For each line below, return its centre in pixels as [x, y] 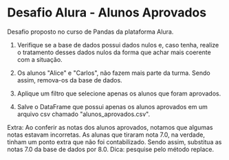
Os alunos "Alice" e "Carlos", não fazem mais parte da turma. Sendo [114, 73]
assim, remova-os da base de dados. [69, 80]
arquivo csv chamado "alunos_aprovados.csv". [84, 114]
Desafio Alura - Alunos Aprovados [107, 13]
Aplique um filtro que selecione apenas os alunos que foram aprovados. [119, 93]
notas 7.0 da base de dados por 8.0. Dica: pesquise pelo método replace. [111, 149]
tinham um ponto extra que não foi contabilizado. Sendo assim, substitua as [115, 141]
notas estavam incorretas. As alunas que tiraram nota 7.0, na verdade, [106, 135]
